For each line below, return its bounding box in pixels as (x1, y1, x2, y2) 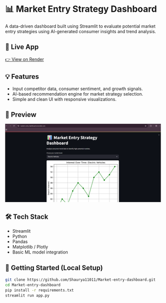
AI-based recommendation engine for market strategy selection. (12, 91, 143, 97)
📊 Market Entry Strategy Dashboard (5, 3, 157, 15)
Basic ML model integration (12, 249, 68, 255)
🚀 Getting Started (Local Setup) (5, 263, 103, 272)
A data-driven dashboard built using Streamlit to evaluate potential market (5, 23, 156, 29)
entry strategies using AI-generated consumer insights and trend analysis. (5, 28, 157, 34)
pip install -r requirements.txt (5, 288, 74, 293)
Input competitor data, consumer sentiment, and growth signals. (12, 86, 143, 92)
